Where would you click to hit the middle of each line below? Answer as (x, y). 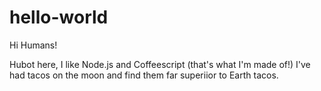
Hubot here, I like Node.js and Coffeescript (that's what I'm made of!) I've (160, 64)
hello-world (59, 17)
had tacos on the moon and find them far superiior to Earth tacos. (144, 75)
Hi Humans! (33, 45)
